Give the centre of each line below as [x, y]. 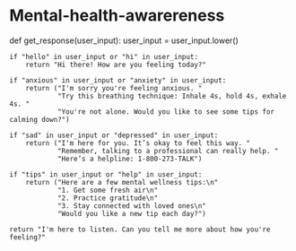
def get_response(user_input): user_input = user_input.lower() [124, 40]
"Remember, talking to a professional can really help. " [168, 151]
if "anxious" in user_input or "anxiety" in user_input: [118, 80]
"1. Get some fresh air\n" [108, 190]
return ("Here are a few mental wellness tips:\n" [122, 182]
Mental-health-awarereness [117, 16]
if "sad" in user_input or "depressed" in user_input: [114, 135]
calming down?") [39, 119]
